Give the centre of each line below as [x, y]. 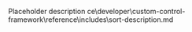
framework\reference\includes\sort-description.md [91, 20]
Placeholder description [47, 11]
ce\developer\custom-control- [136, 11]
